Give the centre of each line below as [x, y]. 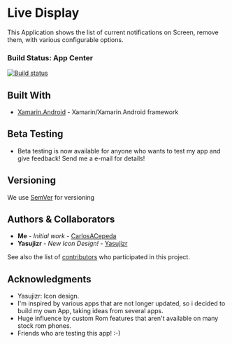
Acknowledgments [50, 279]
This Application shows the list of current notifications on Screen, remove [113, 32]
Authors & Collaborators [61, 220]
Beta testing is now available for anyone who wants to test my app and [119, 151]
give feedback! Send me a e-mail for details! [81, 158]
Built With [29, 95]
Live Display [43, 13]
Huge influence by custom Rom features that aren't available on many [118, 318]
